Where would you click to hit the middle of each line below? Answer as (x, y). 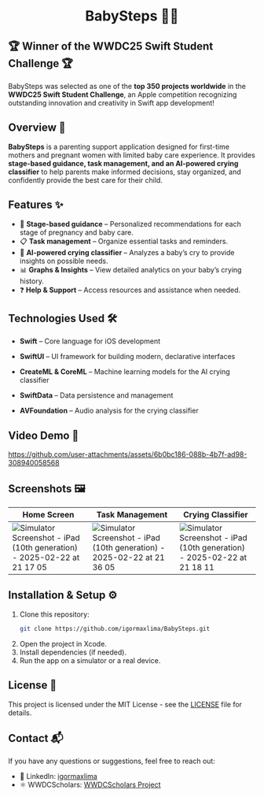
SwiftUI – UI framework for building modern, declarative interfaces (127, 357)
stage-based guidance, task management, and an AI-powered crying (123, 163)
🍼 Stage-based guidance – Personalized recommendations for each (130, 224)
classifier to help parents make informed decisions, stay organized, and (125, 172)
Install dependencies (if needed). (73, 652)
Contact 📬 (36, 738)
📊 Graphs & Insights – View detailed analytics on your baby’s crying (130, 269)
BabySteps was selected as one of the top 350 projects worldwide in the (127, 86)
